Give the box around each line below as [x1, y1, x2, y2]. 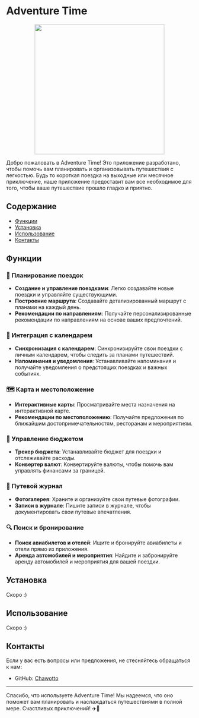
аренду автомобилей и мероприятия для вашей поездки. [14, 558, 161, 565]
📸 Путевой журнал [6, 482, 63, 490]
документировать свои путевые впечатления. [14, 508, 131, 515]
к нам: [6, 663, 23, 670]
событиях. [14, 370, 41, 377]
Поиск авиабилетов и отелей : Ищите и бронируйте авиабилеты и [14, 539, 182, 546]
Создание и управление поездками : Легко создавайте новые [14, 285, 174, 292]
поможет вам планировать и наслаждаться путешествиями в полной [6, 698, 182, 706]
